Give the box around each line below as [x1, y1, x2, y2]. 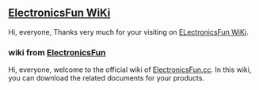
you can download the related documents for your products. [8, 73, 204, 83]
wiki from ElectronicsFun [8, 47, 106, 58]
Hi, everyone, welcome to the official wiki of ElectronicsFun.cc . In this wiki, [8, 65, 252, 74]
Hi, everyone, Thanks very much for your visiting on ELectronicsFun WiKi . [8, 27, 249, 36]
